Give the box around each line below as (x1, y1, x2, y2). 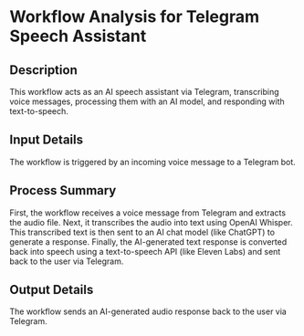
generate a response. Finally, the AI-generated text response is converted (9, 236, 288, 247)
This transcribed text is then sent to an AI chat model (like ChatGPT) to (9, 226, 276, 237)
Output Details (9, 282, 94, 298)
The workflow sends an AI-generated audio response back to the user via (9, 306, 288, 317)
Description (9, 62, 78, 78)
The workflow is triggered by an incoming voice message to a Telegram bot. (9, 156, 297, 167)
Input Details (9, 132, 84, 148)
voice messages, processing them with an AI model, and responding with (9, 96, 285, 107)
